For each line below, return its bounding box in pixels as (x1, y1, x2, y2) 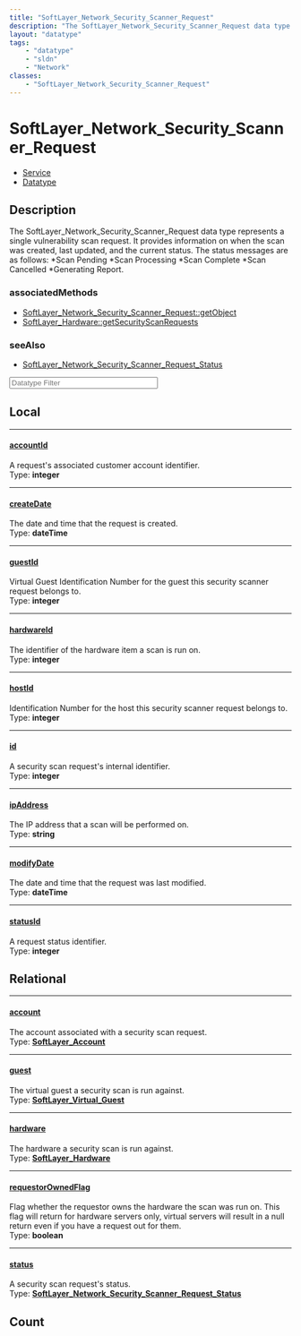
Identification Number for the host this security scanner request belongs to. (9, 702, 288, 713)
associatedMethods (9, 287, 99, 299)
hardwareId (9, 624, 54, 635)
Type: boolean (9, 1230, 64, 1241)
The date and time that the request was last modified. (9, 878, 207, 888)
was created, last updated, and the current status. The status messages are (9, 245, 288, 256)
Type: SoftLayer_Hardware (9, 1152, 111, 1164)
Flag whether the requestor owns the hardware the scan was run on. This (9, 1202, 280, 1212)
